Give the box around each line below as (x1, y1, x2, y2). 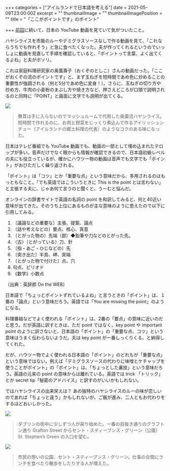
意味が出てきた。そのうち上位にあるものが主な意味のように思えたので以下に (5, 203, 165, 209)
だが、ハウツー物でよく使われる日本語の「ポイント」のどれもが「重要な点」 (5, 352, 165, 358)
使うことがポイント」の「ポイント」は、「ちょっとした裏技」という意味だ (5, 364, 159, 371)
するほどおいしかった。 (5, 400, 54, 407)
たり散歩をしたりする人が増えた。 (40, 460, 112, 466)
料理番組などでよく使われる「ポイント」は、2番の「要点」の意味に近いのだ (5, 316, 163, 321)
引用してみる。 (5, 209, 37, 215)
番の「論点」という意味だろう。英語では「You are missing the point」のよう (5, 298, 165, 305)
